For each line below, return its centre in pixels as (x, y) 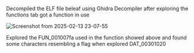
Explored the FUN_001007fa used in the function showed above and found (96, 37)
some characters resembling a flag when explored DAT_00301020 (86, 44)
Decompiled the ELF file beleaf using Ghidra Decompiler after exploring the (97, 9)
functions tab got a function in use (48, 15)
